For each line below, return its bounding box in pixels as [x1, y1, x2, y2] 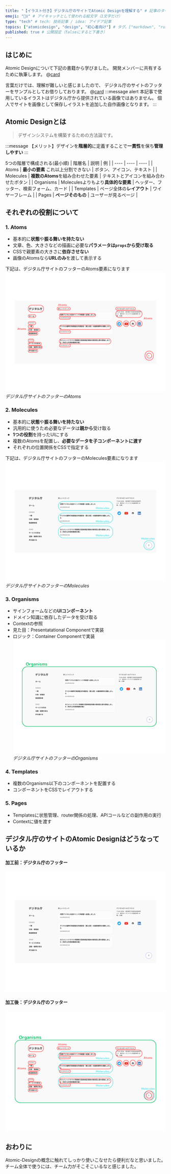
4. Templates [5, 768, 38, 775]
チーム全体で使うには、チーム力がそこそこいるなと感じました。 [5, 1163, 139, 1169]
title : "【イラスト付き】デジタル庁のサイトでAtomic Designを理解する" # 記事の [5, 8, 161, 13]
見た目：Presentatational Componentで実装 [12, 627, 104, 633]
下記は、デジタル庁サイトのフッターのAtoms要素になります [5, 266, 130, 272]
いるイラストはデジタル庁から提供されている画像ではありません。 [18, 95, 157, 101]
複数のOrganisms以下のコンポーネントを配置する [12, 780, 116, 787]
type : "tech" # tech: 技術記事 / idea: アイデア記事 [5, 19, 112, 24]
